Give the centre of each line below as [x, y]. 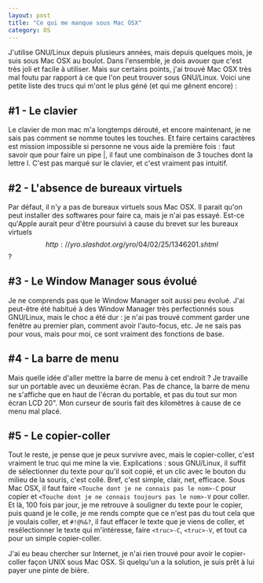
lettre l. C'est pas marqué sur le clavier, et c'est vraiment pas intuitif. [118, 163]
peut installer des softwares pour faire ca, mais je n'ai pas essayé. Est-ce [126, 215]
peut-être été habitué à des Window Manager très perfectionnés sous [121, 309]
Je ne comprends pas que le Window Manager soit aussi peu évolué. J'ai [126, 300]
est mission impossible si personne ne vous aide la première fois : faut [122, 147]
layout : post [29, 15]
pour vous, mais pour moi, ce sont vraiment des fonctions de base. [116, 334]
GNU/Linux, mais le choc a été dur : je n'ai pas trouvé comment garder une [129, 317]
